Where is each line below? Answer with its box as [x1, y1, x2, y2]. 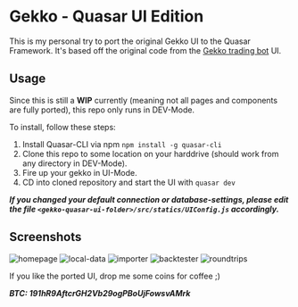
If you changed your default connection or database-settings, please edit [9, 194, 289, 204]
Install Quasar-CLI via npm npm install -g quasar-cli [21, 138, 222, 149]
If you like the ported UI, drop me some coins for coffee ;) [9, 270, 221, 281]
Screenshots [9, 229, 82, 245]
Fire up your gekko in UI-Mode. [21, 167, 138, 178]
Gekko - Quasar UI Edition [9, 6, 204, 27]
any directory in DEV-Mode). [21, 158, 128, 169]
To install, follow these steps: [9, 121, 116, 132]
